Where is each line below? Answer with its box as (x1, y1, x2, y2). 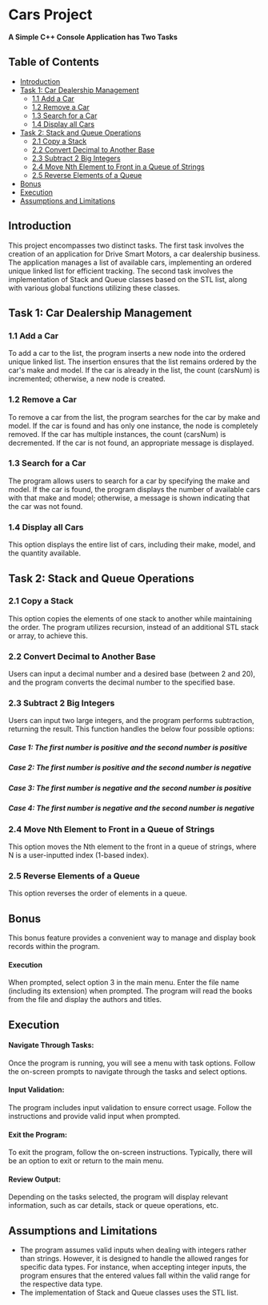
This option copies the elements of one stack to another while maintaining (8, 613, 252, 623)
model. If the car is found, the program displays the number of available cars (8, 484, 261, 494)
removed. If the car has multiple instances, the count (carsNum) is (8, 429, 226, 438)
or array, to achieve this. (8, 631, 88, 640)
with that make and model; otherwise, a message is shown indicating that (8, 493, 250, 503)
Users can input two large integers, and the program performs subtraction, (8, 716, 254, 725)
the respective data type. (19, 1279, 103, 1289)
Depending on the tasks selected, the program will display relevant (8, 1192, 228, 1202)
